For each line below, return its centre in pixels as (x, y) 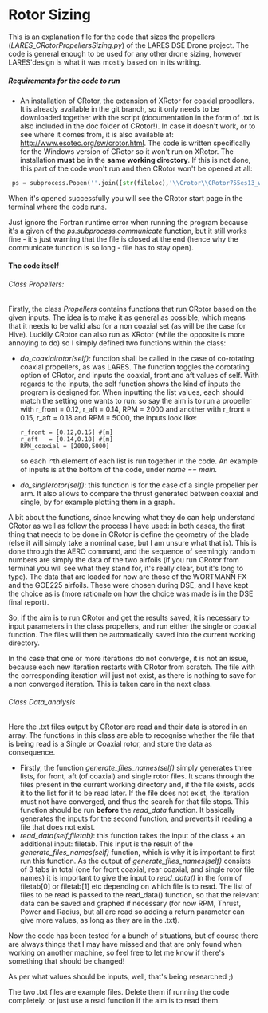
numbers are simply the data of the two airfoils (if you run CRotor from (124, 559)
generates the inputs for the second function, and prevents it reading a (136, 818)
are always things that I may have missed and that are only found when (125, 944)
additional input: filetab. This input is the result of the (106, 844)
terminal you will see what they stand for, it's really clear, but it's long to (126, 568)
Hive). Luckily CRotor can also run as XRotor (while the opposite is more (126, 334)
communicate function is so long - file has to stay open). (101, 247)
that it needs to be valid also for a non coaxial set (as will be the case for (127, 325)
